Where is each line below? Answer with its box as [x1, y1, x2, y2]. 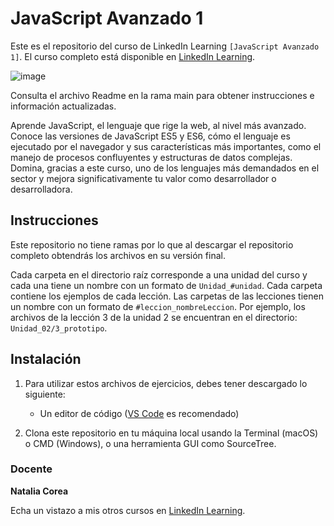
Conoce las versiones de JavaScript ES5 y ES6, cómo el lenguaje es [10, 130, 291, 142]
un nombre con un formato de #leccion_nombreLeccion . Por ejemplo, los [10, 300, 306, 312]
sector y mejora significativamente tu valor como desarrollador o [10, 172, 277, 184]
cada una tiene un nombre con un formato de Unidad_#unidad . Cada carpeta [10, 279, 323, 291]
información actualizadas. [10, 100, 117, 112]
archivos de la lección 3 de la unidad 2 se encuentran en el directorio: [10, 311, 298, 323]
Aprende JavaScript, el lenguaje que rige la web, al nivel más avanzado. [10, 119, 307, 131]
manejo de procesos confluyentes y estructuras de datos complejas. [10, 151, 293, 163]
